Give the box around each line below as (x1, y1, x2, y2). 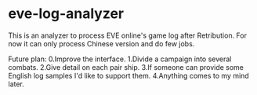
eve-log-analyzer (8, 5, 125, 23)
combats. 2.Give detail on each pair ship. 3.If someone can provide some (8, 62, 244, 71)
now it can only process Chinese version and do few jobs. (8, 38, 195, 48)
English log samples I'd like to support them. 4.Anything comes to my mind (8, 71, 249, 80)
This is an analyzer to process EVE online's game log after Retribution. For (8, 31, 247, 40)
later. (8, 79, 25, 89)
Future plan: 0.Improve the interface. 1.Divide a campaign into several (8, 54, 232, 64)
